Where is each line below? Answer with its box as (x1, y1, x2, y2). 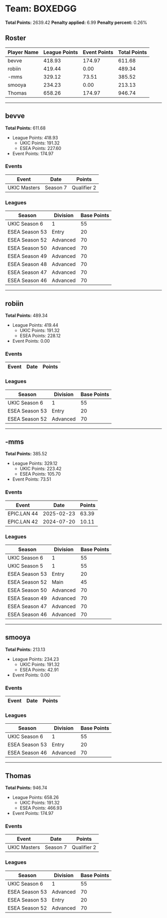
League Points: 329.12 (12, 460, 58, 466)
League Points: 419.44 (12, 322, 59, 328)
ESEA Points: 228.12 (19, 332, 61, 339)
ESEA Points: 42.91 (19, 666, 59, 672)
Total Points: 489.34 (5, 312, 48, 318)
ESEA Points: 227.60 (19, 145, 62, 151)
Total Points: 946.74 (5, 785, 47, 791)
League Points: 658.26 (12, 794, 59, 800)
